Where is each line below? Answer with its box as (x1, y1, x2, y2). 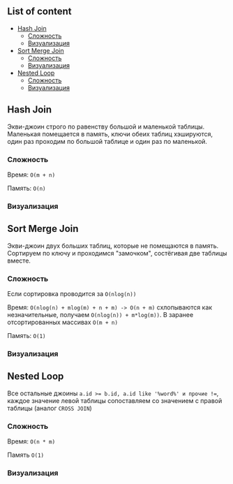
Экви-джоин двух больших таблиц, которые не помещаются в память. (7, 241, 219, 250)
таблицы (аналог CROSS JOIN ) (7, 404, 92, 412)
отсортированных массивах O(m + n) (7, 318, 119, 326)
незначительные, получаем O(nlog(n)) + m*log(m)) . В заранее (7, 310, 194, 318)
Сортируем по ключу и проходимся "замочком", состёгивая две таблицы (7, 249, 227, 257)
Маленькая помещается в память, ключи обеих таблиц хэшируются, (7, 129, 213, 138)
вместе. (7, 256, 31, 265)
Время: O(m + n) (7, 170, 56, 179)
